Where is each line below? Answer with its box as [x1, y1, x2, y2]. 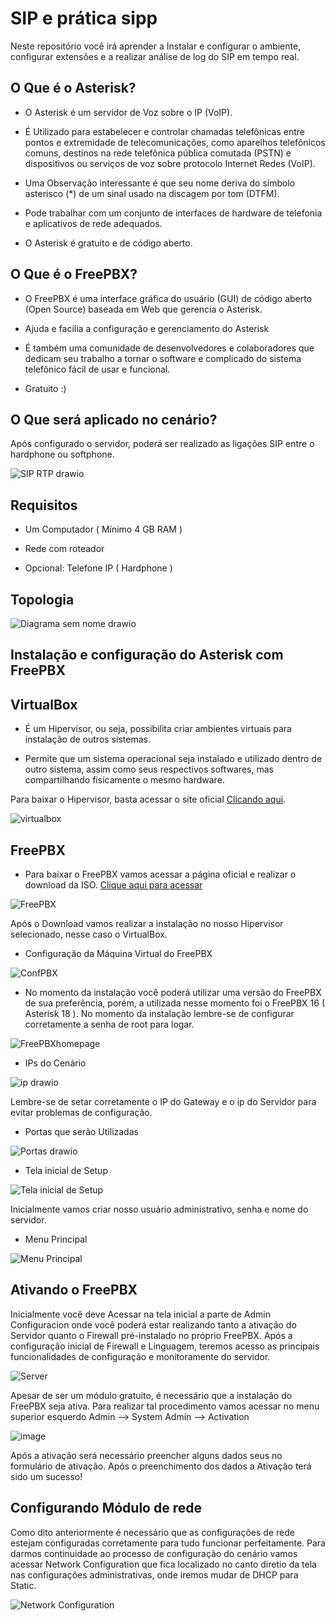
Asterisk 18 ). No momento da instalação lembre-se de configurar [24, 1008, 295, 1020]
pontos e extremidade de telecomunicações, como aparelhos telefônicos [24, 136, 326, 148]
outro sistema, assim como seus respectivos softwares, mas [24, 763, 274, 776]
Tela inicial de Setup [24, 1165, 108, 1177]
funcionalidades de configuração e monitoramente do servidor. [10, 1350, 271, 1362]
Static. [10, 1579, 37, 1591]
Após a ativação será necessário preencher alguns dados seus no [10, 1449, 283, 1461]
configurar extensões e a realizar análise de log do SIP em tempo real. [10, 50, 300, 62]
